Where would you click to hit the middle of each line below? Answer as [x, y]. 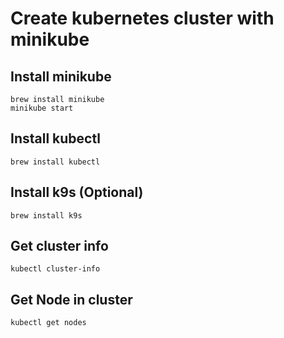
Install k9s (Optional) [77, 192]
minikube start [42, 108]
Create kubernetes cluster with [142, 18]
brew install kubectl [55, 162]
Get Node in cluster [71, 299]
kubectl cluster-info [55, 269]
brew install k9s [46, 215]
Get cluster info [59, 246]
